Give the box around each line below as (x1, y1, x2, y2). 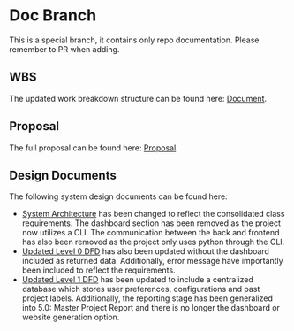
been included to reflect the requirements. (21, 265, 176, 275)
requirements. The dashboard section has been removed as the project (21, 218, 281, 228)
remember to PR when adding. (9, 43, 120, 54)
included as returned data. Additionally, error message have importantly (21, 256, 284, 266)
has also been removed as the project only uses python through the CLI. (21, 236, 285, 248)
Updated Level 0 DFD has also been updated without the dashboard (21, 246, 269, 257)
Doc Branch (9, 5, 97, 26)
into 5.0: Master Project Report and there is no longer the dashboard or (21, 303, 281, 313)
